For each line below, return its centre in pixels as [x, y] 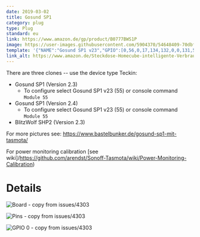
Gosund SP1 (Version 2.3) [46, 84]
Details [24, 188]
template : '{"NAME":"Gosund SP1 [46, 50]
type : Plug [20, 28]
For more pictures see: [34, 134]
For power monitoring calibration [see [52, 151]
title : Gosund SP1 [29, 17]
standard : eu [22, 34]
